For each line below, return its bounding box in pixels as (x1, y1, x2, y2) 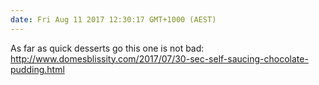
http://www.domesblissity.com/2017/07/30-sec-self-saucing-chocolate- (10, 52, 309, 65)
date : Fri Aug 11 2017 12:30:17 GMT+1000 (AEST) (10, 14, 217, 25)
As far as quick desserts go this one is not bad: (10, 42, 205, 54)
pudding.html (10, 63, 65, 75)
